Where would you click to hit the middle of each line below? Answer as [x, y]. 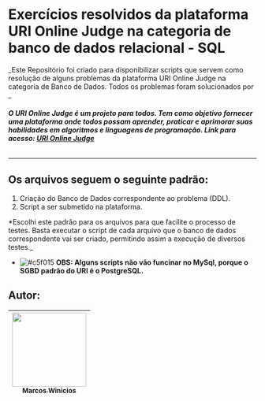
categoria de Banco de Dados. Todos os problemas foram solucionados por [131, 86]
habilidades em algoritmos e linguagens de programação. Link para [122, 130]
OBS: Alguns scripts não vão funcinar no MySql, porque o [152, 262]
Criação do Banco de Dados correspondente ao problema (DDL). [125, 198]
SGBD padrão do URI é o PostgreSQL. [82, 270]
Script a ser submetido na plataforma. [81, 206]
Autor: [24, 296]
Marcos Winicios [49, 390]
